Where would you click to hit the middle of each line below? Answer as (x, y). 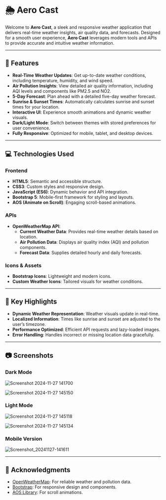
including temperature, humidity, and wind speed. (63, 80)
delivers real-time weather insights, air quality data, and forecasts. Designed (83, 32)
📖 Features (22, 63)
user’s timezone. (29, 324)
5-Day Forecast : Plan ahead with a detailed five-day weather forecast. (84, 96)
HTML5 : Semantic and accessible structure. (57, 182)
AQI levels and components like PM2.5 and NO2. (62, 91)
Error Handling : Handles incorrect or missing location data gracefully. (83, 335)
